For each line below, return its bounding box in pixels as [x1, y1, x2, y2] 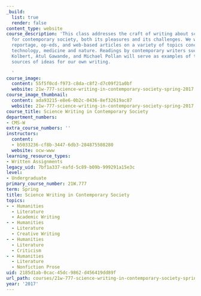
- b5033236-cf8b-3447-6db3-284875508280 [11, 142, 114, 148]
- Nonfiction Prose [11, 264, 60, 270]
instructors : [6, 131, 39, 137]
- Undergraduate [6, 175, 47, 181]
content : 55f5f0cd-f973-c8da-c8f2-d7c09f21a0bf [11, 81, 133, 87]
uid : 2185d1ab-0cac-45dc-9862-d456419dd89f [6, 270, 117, 276]
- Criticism [11, 248, 42, 254]
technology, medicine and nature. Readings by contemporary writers [11, 48, 186, 54]
